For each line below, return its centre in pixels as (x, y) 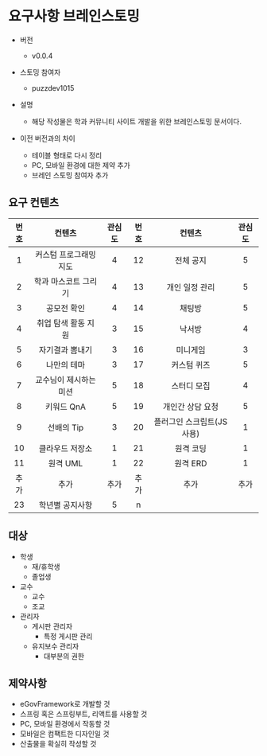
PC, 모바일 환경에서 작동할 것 (65, 724)
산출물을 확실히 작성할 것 (58, 744)
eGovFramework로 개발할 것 (65, 704)
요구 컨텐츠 (34, 203)
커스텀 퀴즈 (191, 364)
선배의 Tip (66, 427)
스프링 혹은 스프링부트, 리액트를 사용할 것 (83, 714)
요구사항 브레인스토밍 (74, 16)
